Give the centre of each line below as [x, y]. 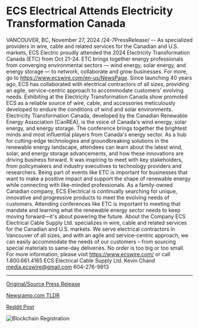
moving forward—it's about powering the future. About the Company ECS [96, 216]
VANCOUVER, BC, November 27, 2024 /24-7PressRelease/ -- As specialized [99, 40]
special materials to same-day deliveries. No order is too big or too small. [95, 248]
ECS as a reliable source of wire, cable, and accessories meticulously [91, 103]
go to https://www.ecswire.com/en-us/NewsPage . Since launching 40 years [99, 78]
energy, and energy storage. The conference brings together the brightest [97, 128]
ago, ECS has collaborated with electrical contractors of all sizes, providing [98, 84]
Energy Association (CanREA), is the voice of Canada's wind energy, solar [96, 122]
